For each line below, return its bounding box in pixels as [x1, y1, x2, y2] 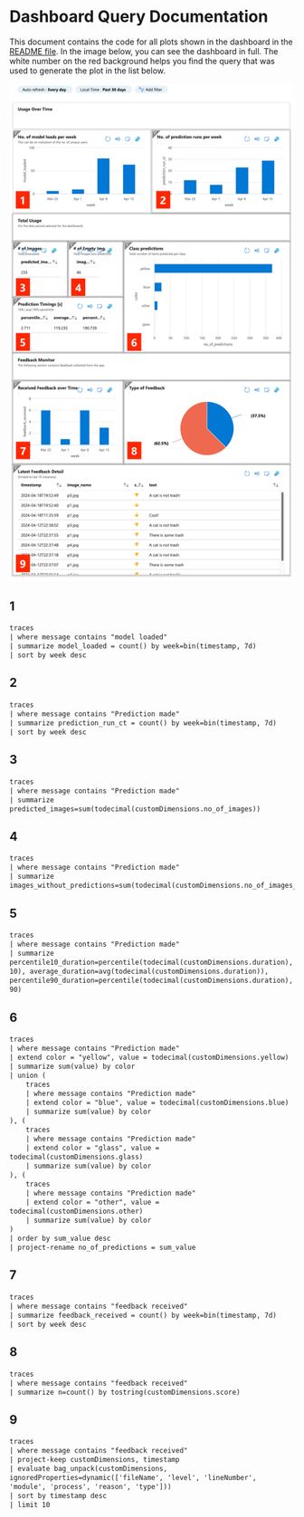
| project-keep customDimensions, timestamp [9, 1455, 180, 1465]
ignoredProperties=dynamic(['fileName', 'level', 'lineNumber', [9, 1474, 257, 1483]
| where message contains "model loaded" [9, 632, 168, 642]
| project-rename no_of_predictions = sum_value [9, 1243, 196, 1253]
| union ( [9, 1071, 47, 1081]
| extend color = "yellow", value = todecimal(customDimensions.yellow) [9, 1053, 290, 1063]
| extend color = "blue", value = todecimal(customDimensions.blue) [25, 1098, 290, 1108]
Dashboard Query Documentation [9, 6, 269, 27]
